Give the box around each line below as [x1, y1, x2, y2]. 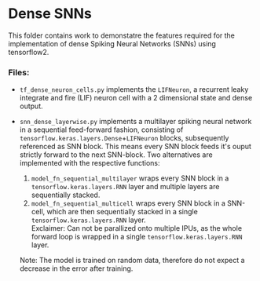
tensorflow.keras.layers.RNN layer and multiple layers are [31, 182, 220, 192]
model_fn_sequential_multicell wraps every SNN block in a [31, 199, 226, 208]
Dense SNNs [8, 5, 93, 23]
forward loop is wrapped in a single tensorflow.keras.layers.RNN [31, 232, 243, 242]
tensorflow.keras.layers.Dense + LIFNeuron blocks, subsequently [19, 133, 229, 143]
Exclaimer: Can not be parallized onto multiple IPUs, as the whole [31, 224, 242, 233]
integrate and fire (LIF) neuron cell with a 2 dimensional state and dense [19, 93, 253, 103]
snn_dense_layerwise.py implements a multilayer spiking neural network [19, 117, 252, 126]
